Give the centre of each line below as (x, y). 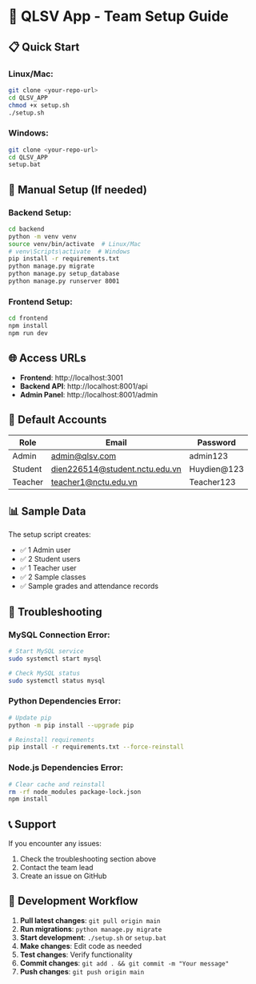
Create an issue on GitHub (63, 876)
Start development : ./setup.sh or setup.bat (93, 938)
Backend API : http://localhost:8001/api (84, 386)
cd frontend (28, 319)
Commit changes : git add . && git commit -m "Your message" (124, 963)
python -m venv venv (43, 236)
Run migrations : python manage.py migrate (91, 929)
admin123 (209, 456)
